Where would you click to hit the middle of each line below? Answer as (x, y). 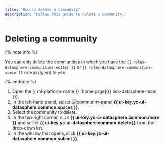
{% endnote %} (21, 82)
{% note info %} (21, 52)
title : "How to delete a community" (43, 10)
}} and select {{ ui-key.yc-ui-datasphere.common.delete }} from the (83, 123)
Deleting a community (51, 39)
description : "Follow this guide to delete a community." (66, 14)
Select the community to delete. (45, 112)
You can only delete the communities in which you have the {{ (68, 62)
